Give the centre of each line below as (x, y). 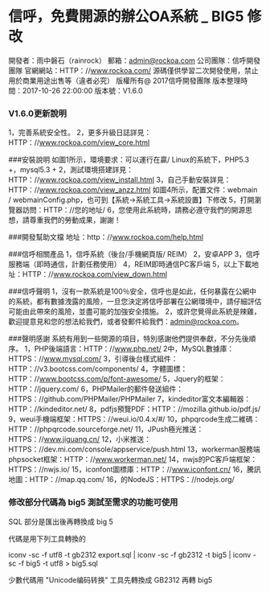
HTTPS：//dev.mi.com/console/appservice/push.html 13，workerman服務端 (135, 449)
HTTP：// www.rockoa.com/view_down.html (94, 274)
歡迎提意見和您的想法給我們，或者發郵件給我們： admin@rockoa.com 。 (126, 322)
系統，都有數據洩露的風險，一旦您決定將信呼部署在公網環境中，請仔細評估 (138, 302)
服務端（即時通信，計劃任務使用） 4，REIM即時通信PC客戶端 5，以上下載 (130, 264)
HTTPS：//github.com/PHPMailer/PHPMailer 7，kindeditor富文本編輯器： (130, 399)
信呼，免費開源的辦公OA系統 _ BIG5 (126, 16)
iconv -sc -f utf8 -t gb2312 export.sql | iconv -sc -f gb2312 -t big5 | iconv (130, 554)
